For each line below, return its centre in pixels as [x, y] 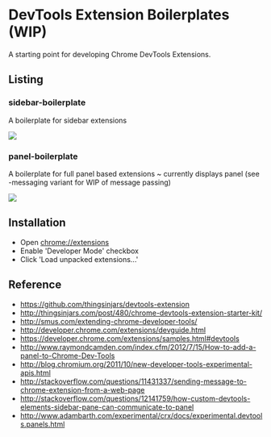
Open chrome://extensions [65, 242]
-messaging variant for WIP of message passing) [90, 182]
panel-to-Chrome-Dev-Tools [67, 356]
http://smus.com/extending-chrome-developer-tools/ [108, 321]
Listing [26, 79]
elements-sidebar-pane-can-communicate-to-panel [107, 407]
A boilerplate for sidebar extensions [68, 120]
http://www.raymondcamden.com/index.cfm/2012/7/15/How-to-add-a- [138, 347]
